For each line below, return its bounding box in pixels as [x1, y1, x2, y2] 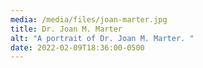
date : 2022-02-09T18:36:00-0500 [10, 42, 145, 53]
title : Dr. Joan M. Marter [10, 24, 123, 34]
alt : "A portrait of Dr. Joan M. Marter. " [10, 33, 195, 43]
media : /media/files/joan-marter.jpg [10, 14, 168, 25]
